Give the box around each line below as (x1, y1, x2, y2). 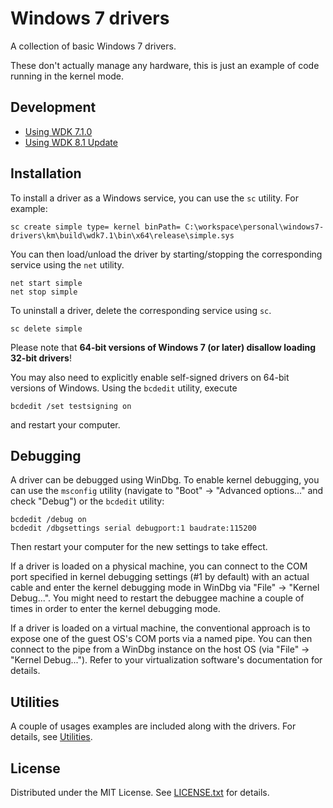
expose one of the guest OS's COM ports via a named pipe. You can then (10, 633, 313, 645)
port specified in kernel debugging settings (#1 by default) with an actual (10, 571, 310, 583)
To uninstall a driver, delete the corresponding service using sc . (10, 304, 272, 316)
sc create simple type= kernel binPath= (10, 222, 182, 232)
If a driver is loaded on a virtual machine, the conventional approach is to (10, 622, 311, 634)
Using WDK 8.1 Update (24, 136, 118, 148)
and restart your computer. (10, 418, 121, 431)
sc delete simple (10, 323, 83, 334)
